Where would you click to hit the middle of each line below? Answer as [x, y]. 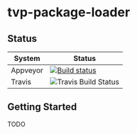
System [27, 58]
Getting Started [42, 107]
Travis [21, 82]
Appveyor [27, 70]
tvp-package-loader [69, 12]
